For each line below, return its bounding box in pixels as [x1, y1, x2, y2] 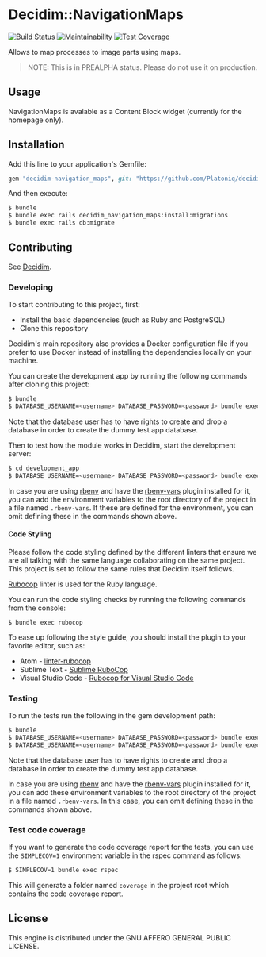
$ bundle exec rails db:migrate [8, 219, 115, 227]
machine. [8, 356, 39, 366]
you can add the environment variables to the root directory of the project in [8, 494, 256, 504]
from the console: [8, 603, 66, 613]
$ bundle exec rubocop [8, 618, 83, 626]
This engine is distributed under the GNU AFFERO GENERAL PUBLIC [8, 932, 232, 942]
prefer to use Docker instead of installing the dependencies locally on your [8, 348, 252, 357]
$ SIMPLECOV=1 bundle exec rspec [8, 867, 119, 874]
